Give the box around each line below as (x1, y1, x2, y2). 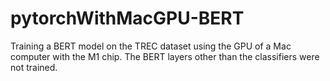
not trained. (10, 61, 58, 73)
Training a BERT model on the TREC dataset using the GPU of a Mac (10, 40, 292, 52)
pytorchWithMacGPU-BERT (10, 7, 245, 30)
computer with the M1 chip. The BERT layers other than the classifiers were (10, 50, 320, 62)
